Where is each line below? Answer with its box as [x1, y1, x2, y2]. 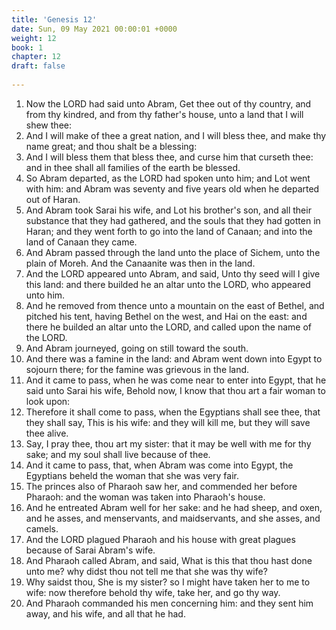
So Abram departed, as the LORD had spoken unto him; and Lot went [25, 172, 311, 184]
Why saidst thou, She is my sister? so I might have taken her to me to [25, 576, 311, 588]
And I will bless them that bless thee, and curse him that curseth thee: [25, 151, 314, 163]
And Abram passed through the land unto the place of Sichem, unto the [25, 246, 321, 258]
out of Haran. [25, 193, 81, 205]
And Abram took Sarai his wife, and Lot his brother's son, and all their [25, 204, 312, 216]
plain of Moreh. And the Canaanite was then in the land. [25, 257, 256, 269]
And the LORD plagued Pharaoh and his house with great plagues [25, 533, 296, 545]
